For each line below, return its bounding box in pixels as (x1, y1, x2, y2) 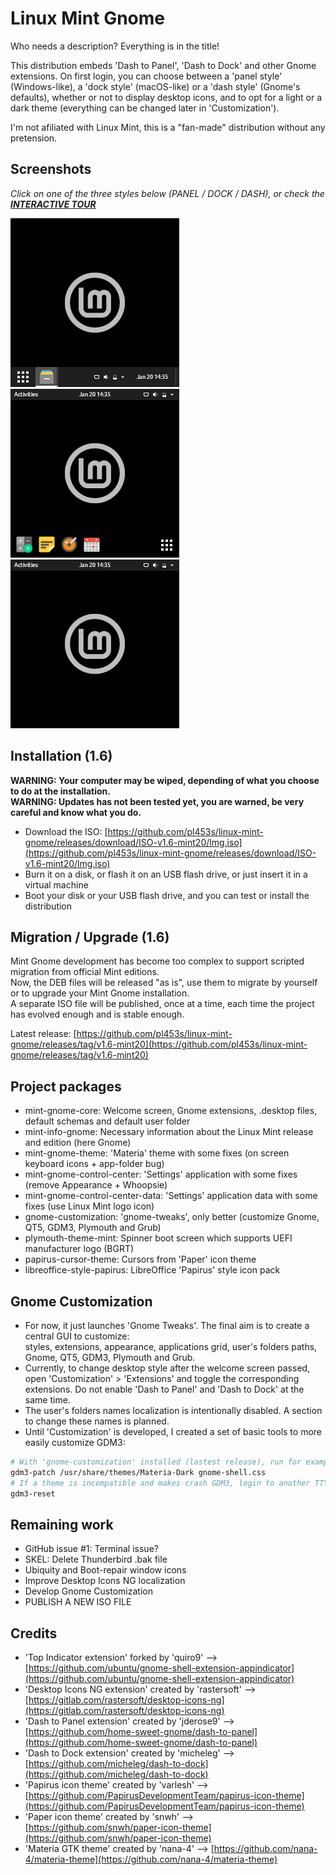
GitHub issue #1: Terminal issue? (24, 1543, 159, 1555)
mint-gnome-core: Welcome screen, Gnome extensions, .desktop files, (24, 1105, 318, 1117)
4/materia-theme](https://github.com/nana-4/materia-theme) (24, 1853, 278, 1866)
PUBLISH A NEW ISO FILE (24, 1596, 132, 1608)
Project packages (10, 1078, 122, 1095)
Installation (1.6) (10, 748, 113, 765)
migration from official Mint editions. (10, 966, 160, 978)
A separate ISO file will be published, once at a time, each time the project (10, 998, 315, 1010)
